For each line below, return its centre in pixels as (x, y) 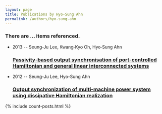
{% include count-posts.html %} (38, 106)
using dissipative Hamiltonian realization (62, 95)
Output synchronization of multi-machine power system (81, 89)
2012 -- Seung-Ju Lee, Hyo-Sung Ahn (51, 76)
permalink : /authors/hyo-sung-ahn (41, 19)
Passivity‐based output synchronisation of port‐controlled (84, 60)
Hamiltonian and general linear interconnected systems (81, 66)
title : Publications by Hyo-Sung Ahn (44, 14)
